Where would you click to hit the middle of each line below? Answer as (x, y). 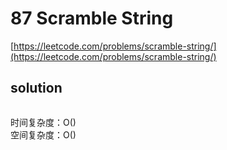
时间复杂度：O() (43, 122)
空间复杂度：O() (43, 134)
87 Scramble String (92, 18)
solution (36, 88)
